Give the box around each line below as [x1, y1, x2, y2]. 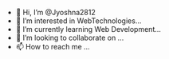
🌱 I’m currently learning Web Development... [15, 25, 162, 33]
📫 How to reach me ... [15, 42, 90, 51]
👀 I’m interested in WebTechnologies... [15, 16, 142, 26]
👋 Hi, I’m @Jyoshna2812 [15, 8, 96, 17]
